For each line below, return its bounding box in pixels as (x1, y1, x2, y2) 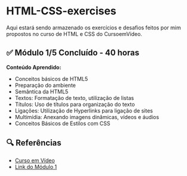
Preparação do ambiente (14, 81, 76, 89)
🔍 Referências (6, 138, 62, 148)
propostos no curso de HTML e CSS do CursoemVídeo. (6, 30, 142, 37)
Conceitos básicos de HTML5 (14, 75, 88, 82)
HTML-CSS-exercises (6, 4, 117, 18)
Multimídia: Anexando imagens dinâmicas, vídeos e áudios (14, 113, 160, 120)
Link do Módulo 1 (14, 163, 57, 170)
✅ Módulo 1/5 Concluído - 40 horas (6, 48, 139, 58)
